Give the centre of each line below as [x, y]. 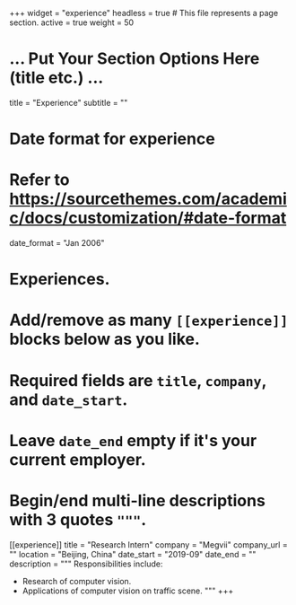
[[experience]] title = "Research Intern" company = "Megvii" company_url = [149, 544]
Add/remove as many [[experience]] [149, 320]
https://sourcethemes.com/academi [148, 199]
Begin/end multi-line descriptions [138, 501]
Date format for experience [112, 139]
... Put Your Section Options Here [135, 59]
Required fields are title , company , [138, 380]
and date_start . [69, 399]
